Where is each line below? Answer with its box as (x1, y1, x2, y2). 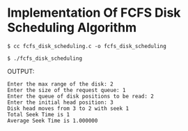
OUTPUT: (7, 67, 35, 75)
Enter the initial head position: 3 (7, 99, 113, 106)
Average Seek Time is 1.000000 (7, 117, 98, 124)
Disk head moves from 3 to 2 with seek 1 (7, 105, 130, 112)
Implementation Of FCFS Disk (7, 5, 181, 21)
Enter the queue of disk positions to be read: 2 (7, 93, 155, 100)
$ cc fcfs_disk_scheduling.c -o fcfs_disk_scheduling (7, 43, 167, 49)
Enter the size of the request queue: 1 (7, 86, 127, 93)
